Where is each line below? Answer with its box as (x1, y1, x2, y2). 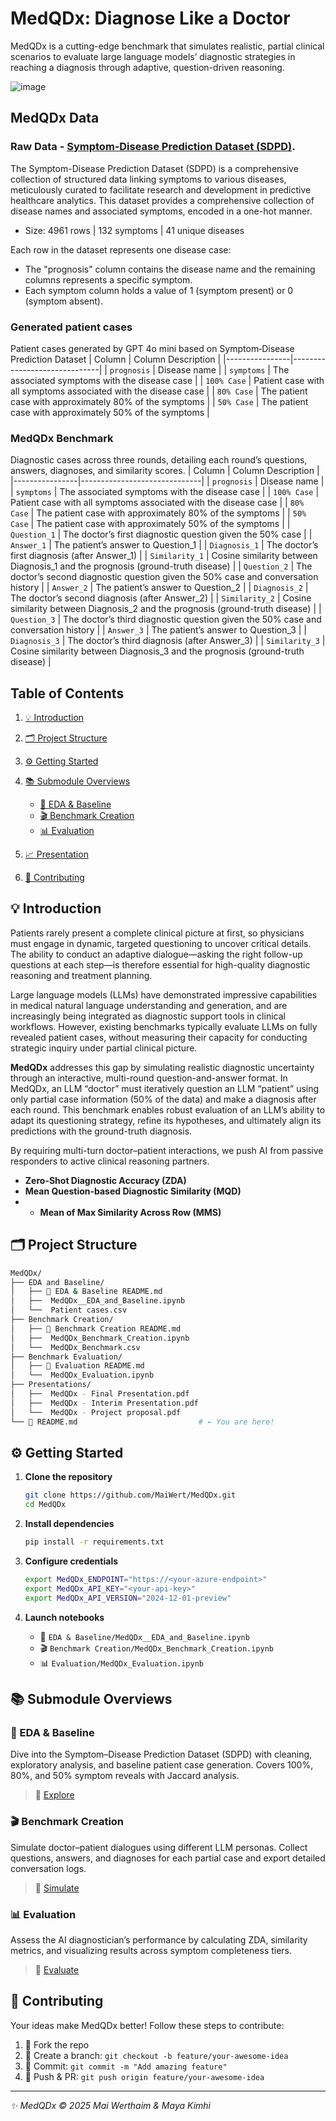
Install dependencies (24, 1518, 115, 1530)
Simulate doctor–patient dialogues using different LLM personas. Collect (10, 1841, 308, 1853)
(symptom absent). (24, 295, 104, 307)
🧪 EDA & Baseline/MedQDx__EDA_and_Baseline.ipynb (39, 1630, 250, 1642)
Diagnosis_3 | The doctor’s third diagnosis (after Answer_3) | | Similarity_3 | (10, 635, 326, 647)
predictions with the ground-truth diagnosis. (10, 1125, 193, 1137)
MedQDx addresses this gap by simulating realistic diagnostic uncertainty (10, 1061, 315, 1073)
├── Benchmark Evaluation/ (10, 1352, 123, 1362)
